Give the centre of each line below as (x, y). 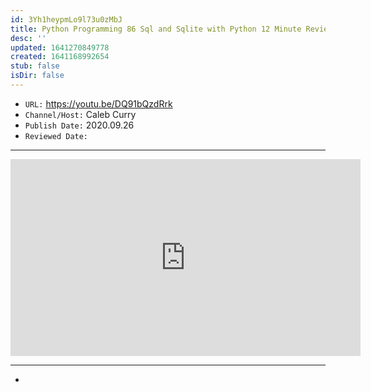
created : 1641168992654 (60, 57)
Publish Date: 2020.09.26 (79, 125)
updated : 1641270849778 (60, 47)
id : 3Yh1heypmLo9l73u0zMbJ (66, 19)
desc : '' (28, 38)
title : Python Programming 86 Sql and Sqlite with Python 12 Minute (156, 29)
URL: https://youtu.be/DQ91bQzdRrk (98, 103)
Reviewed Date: (56, 136)
